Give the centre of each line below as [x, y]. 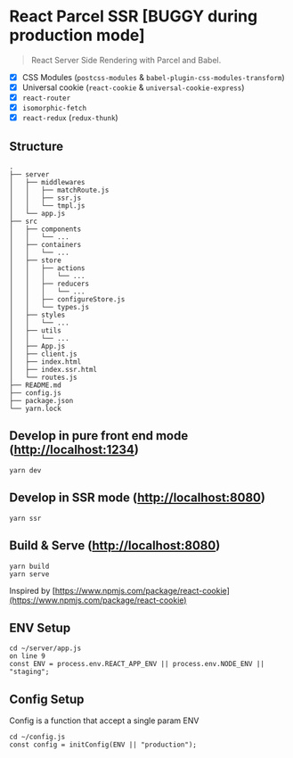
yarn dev [25, 470]
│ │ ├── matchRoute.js [59, 190]
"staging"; [29, 672]
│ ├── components [45, 229]
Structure [37, 146]
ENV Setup [40, 627]
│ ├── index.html [45, 362]
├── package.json [41, 401]
